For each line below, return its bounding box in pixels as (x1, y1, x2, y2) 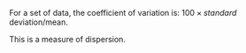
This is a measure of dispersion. (9, 34, 127, 44)
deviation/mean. (9, 17, 68, 27)
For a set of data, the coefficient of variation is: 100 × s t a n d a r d (9, 8, 237, 18)
